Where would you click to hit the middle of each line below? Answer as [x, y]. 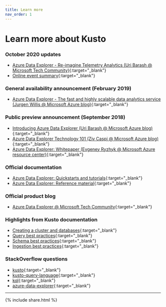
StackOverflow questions [36, 259]
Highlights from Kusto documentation [51, 220]
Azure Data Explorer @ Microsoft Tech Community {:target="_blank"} [82, 207]
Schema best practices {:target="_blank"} [54, 241]
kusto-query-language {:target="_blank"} [54, 275]
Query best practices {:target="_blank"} [52, 236]
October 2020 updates [33, 54]
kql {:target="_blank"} [34, 280]
